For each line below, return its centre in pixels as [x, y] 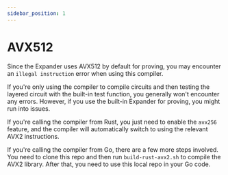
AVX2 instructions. [33, 136]
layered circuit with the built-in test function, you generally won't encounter [113, 94]
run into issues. [29, 108]
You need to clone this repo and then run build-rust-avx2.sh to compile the [114, 157]
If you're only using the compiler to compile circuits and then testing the [109, 87]
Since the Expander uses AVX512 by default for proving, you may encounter [114, 66]
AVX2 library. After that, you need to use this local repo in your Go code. [109, 164]
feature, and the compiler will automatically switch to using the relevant [107, 129]
